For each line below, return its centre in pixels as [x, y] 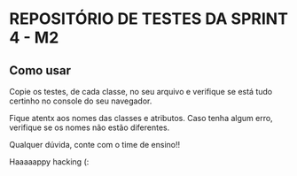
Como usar [40, 70]
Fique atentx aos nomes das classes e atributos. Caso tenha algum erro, [141, 118]
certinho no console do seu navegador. [81, 101]
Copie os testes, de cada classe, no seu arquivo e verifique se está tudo [141, 92]
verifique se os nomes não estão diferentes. [90, 127]
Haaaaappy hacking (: [49, 162]
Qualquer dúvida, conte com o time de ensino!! [95, 145]
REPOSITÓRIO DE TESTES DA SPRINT [148, 19]
